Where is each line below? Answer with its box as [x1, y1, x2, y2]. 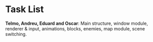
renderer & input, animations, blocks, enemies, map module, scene [5, 25, 145, 31]
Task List [5, 4, 44, 15]
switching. [5, 31, 27, 37]
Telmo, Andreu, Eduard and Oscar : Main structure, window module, [5, 20, 148, 26]
